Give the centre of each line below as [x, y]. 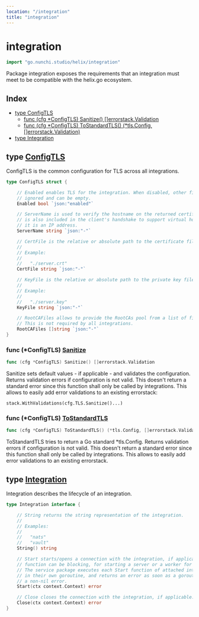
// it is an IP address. [47, 225]
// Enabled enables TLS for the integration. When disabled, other [102, 193]
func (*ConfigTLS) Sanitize [46, 349]
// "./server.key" [42, 302]
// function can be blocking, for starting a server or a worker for [105, 564]
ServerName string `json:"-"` [54, 231]
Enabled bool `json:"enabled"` [55, 203]
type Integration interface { [44, 505]
